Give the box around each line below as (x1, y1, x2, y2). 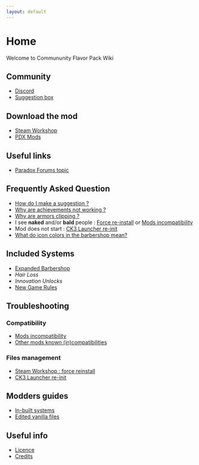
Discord (14, 87, 35, 94)
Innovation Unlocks (14, 277, 63, 284)
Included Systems (6, 249, 75, 259)
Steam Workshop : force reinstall (14, 367, 95, 374)
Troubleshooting (6, 301, 70, 311)
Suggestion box (14, 94, 54, 101)
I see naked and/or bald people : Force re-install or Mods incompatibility (14, 219, 194, 226)
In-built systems (14, 407, 55, 414)
